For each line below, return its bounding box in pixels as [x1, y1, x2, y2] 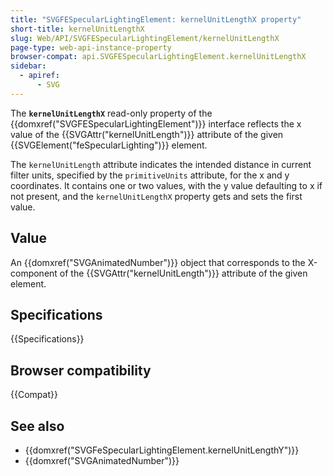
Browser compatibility [10, 362, 152, 379]
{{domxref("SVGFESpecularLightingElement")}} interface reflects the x [10, 117, 302, 130]
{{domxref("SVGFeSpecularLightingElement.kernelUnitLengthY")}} [24, 444, 300, 456]
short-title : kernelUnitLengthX [10, 24, 145, 34]
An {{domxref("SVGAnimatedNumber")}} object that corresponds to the [10, 256, 306, 268]
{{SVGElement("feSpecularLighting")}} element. [10, 139, 208, 151]
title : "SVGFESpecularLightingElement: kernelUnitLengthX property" [10, 14, 302, 25]
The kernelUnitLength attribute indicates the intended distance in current [10, 158, 312, 170]
